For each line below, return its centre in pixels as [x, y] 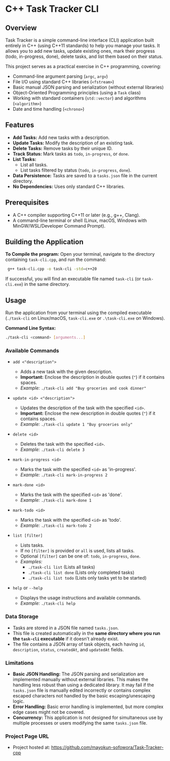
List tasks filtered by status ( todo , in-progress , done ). [76, 170]
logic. [18, 701]
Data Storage [22, 616]
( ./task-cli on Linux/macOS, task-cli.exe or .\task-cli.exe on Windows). [85, 318]
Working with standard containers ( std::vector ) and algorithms [79, 98]
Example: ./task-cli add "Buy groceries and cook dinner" [83, 388]
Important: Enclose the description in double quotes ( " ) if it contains [92, 377]
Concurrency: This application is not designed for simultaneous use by [88, 717]
